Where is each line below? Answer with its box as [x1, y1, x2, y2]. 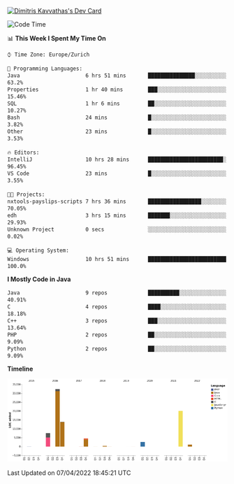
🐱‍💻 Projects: [7, 191, 45, 198]
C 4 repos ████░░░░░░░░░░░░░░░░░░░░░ [7, 304, 227, 311]
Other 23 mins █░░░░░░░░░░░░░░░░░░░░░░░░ [7, 128, 227, 135]
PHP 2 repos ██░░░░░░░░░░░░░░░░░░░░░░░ [7, 332, 227, 339]
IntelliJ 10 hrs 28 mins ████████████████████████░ [7, 156, 227, 163]
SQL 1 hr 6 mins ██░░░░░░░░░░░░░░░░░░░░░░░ [7, 100, 227, 107]
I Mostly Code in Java [7, 275, 71, 283]
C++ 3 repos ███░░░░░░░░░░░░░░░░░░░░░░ [7, 318, 227, 325]
